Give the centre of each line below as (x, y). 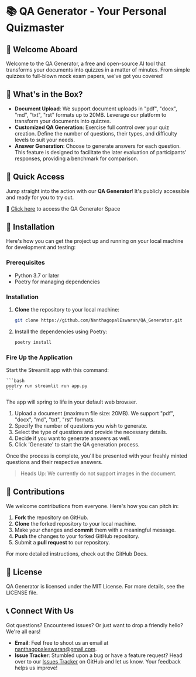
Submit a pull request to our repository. (62, 542)
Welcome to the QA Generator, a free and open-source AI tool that (86, 63)
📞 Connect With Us (40, 611)
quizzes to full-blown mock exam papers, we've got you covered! (85, 76)
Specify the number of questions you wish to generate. (81, 426)
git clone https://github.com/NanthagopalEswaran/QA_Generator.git (98, 320)
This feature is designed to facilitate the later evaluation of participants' (100, 152)
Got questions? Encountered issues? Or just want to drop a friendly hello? (94, 625)
